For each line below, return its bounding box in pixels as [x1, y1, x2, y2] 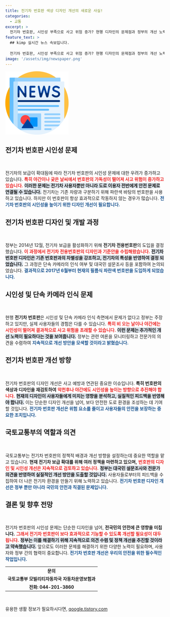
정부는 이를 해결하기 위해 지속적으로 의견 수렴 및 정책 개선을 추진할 [20, 537, 149, 543]
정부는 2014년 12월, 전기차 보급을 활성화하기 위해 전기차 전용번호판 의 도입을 [5, 242, 155, 248]
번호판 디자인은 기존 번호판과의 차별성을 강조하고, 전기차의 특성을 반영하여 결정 [5, 255, 159, 261]
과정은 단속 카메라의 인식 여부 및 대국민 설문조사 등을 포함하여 [29, 261, 151, 267]
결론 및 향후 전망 [5, 500, 53, 509]
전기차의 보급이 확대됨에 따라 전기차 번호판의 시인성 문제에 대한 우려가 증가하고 [5, 170, 161, 176]
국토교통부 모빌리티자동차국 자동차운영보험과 [7, 576, 96, 582]
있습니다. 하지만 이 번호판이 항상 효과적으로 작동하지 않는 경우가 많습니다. [14, 195, 159, 201]
